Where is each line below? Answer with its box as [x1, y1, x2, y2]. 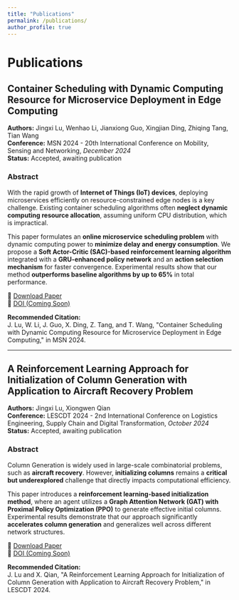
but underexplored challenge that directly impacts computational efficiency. [7, 475, 231, 485]
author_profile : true [7, 24, 72, 31]
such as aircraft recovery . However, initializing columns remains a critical [7, 468, 228, 477]
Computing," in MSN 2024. [7, 336, 86, 344]
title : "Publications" [7, 10, 75, 18]
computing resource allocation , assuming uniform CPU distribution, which [7, 211, 228, 219]
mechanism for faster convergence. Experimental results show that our [7, 262, 217, 271]
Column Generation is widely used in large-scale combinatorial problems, [7, 460, 223, 469]
